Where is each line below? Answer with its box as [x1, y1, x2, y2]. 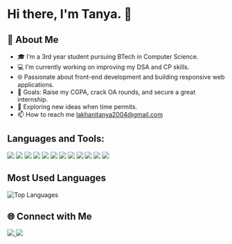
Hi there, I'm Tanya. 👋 [7, 6, 132, 22]
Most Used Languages [7, 172, 106, 184]
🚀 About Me [7, 34, 59, 46]
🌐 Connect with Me [7, 211, 92, 223]
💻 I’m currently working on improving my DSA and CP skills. [17, 63, 190, 71]
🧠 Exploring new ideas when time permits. [17, 103, 138, 111]
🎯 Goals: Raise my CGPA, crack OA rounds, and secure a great [17, 88, 196, 96]
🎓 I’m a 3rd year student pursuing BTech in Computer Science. [17, 53, 199, 61]
